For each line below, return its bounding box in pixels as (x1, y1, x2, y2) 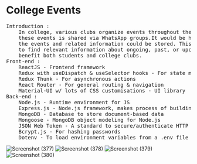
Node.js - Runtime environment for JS (18, 99, 130, 105)
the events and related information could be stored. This (18, 40, 192, 47)
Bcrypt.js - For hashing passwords (18, 128, 121, 135)
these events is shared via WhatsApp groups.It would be (18, 35, 186, 41)
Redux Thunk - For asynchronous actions (18, 76, 137, 82)
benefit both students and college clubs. (18, 52, 142, 59)
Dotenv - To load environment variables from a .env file (18, 134, 189, 141)
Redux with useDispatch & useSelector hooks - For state (18, 70, 186, 76)
